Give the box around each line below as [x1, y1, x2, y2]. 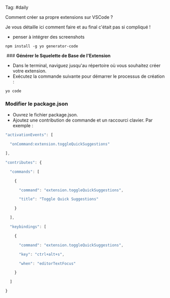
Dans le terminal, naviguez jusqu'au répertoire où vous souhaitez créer [12, 63, 161, 68]
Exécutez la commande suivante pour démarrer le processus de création [12, 73, 165, 79]
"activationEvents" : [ [5, 132, 53, 138]
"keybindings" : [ [10, 224, 47, 229]
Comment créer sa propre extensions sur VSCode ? [5, 14, 113, 20]
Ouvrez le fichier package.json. [12, 112, 78, 118]
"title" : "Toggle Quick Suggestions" [18, 197, 99, 202]
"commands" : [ [10, 169, 40, 174]
